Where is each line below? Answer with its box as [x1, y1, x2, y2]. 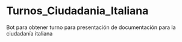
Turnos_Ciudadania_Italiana [6, 4, 149, 18]
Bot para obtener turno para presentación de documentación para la [6, 24, 176, 31]
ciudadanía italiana [6, 30, 53, 37]
